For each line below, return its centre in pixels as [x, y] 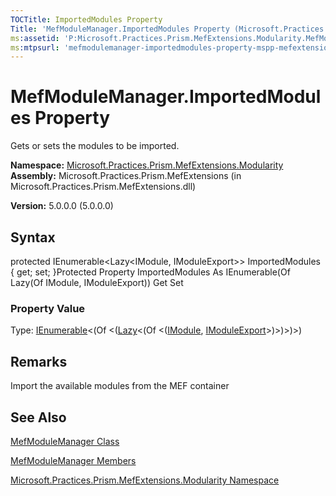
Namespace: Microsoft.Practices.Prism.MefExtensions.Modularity [147, 165]
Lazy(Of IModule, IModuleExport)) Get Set [97, 282]
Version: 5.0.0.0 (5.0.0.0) [62, 206]
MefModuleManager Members [73, 460]
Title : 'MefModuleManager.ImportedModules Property [120, 29]
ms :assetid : [35, 38]
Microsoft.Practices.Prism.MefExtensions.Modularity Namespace [145, 480]
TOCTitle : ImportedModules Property [86, 19]
